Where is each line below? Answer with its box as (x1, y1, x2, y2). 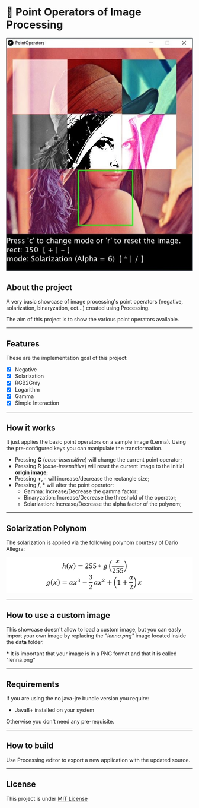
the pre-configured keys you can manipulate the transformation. (6, 445, 163, 452)
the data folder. (6, 639, 44, 646)
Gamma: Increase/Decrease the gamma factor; (23, 488, 138, 495)
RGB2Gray (14, 380, 41, 387)
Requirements (6, 679, 59, 689)
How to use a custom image (6, 610, 111, 620)
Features (6, 339, 40, 349)
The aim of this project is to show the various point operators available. (6, 316, 179, 323)
